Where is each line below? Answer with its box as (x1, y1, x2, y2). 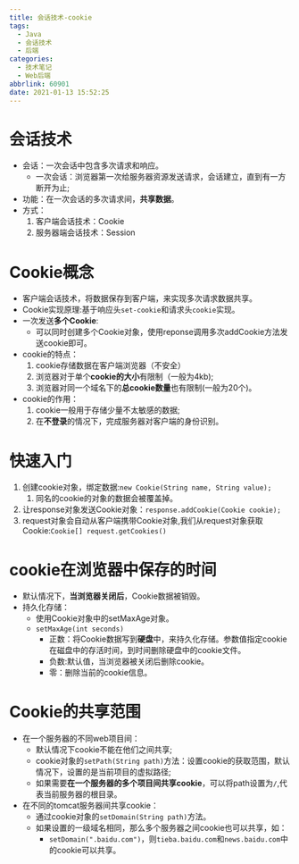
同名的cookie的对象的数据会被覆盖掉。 (35, 493, 179, 504)
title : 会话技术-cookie (9, 13, 92, 22)
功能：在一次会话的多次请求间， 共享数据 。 (21, 194, 179, 205)
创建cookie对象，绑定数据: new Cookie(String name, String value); (21, 482, 272, 492)
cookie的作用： (21, 394, 79, 405)
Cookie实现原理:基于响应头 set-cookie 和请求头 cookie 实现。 (21, 305, 240, 315)
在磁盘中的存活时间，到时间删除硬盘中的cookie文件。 (48, 645, 246, 656)
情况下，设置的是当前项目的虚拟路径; (35, 767, 171, 777)
